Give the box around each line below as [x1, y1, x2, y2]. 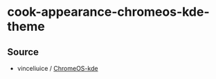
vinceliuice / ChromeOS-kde [17, 65, 98, 72]
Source [7, 46, 39, 58]
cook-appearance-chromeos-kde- [7, 4, 210, 20]
